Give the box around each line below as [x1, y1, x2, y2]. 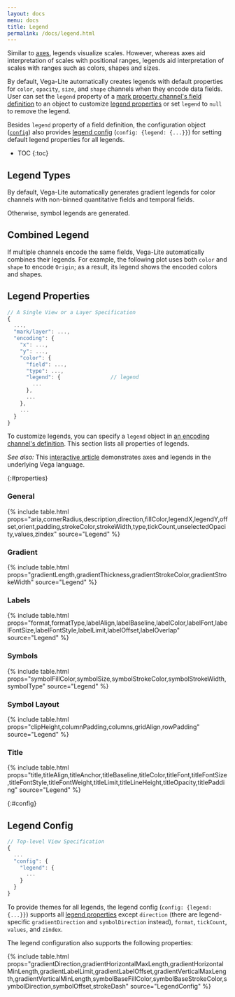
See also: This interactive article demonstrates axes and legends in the [7, 453, 211, 462]
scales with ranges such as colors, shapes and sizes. [7, 64, 161, 72]
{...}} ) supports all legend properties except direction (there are [7, 910, 198, 919]
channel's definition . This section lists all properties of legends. [7, 439, 190, 448]
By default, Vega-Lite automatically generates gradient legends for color [7, 188, 215, 197]
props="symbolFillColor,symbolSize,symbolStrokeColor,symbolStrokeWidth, [7, 674, 227, 683]
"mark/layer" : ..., [13, 328, 71, 336]
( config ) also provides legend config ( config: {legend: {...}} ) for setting [7, 128, 222, 136]
